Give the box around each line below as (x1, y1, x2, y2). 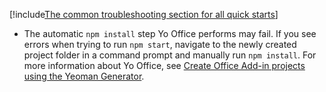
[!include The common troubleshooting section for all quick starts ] (9, 9, 279, 20)
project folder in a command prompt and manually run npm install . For (23, 49, 317, 61)
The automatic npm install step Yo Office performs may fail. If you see (23, 28, 317, 39)
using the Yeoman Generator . (23, 70, 145, 82)
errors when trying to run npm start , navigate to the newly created (23, 39, 297, 50)
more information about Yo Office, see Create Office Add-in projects (23, 60, 306, 71)
